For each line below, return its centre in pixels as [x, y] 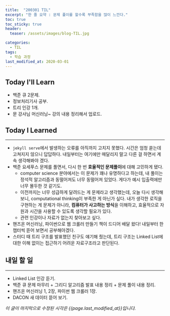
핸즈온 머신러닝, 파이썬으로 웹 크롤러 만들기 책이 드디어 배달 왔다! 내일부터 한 [88, 224]
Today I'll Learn [30, 82]
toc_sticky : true [24, 24]
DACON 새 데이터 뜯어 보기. [40, 297]
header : [13, 29]
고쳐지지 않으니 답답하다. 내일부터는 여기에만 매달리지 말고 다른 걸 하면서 [84, 154]
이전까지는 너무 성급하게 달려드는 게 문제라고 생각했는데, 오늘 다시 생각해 [92, 192]
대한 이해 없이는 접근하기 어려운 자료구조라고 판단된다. [66, 243]
